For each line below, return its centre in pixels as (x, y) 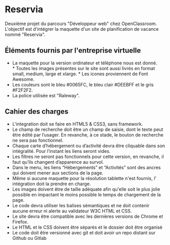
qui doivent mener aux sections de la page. (58, 173)
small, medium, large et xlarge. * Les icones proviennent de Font (80, 74)
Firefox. (20, 221)
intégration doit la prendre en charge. (51, 184)
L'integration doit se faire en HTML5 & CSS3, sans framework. (78, 124)
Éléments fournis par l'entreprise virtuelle (73, 50)
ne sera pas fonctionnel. (38, 140)
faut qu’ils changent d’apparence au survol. (58, 162)
